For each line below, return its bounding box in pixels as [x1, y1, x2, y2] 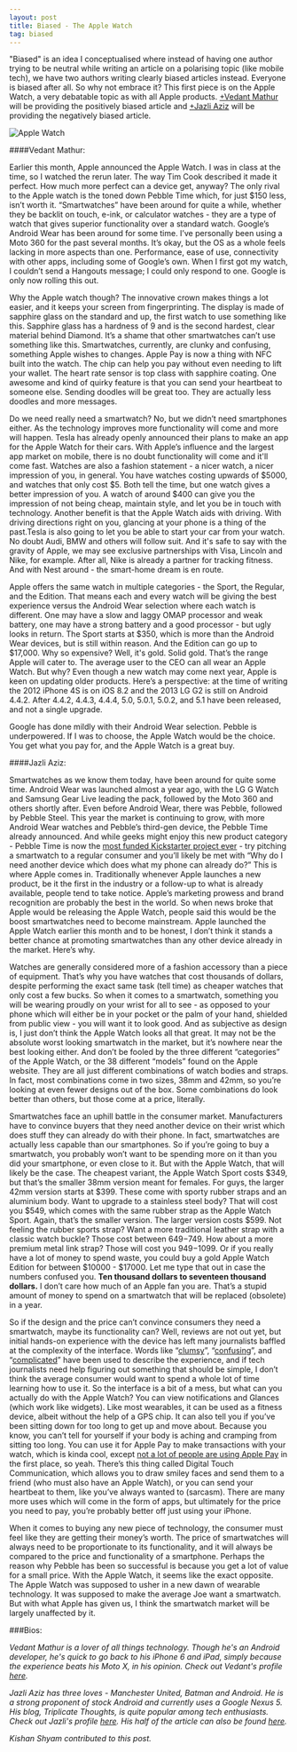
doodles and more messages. [9, 396, 118, 407]
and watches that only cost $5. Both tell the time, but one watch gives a [9, 480, 270, 490]
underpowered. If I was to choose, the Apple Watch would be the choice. [9, 731, 276, 741]
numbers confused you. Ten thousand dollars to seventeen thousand [9, 1272, 267, 1282]
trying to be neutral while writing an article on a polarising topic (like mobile [9, 63, 285, 74]
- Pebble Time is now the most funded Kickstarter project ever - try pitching [9, 841, 286, 852]
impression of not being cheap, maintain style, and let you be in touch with [9, 498, 282, 509]
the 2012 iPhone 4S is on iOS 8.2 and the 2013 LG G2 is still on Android [9, 686, 269, 696]
